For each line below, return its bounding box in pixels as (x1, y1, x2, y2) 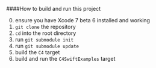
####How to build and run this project (6, 5, 101, 12)
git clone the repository (14, 23, 76, 30)
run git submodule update (14, 42, 80, 49)
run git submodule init (14, 36, 74, 43)
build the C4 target (14, 49, 60, 56)
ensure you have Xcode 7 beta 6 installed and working (14, 17, 151, 23)
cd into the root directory (14, 29, 76, 37)
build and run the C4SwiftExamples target (14, 55, 116, 62)
